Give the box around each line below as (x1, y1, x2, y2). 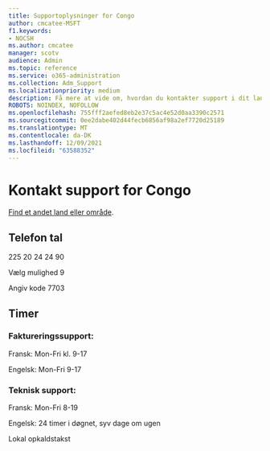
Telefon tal (8, 231, 63, 244)
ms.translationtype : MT (8, 124, 88, 132)
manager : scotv (8, 49, 59, 57)
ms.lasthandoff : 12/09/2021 (8, 138, 103, 147)
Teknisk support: (8, 384, 76, 396)
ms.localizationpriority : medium (8, 86, 121, 95)
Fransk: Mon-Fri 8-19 (8, 403, 79, 412)
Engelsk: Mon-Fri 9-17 (8, 364, 82, 374)
